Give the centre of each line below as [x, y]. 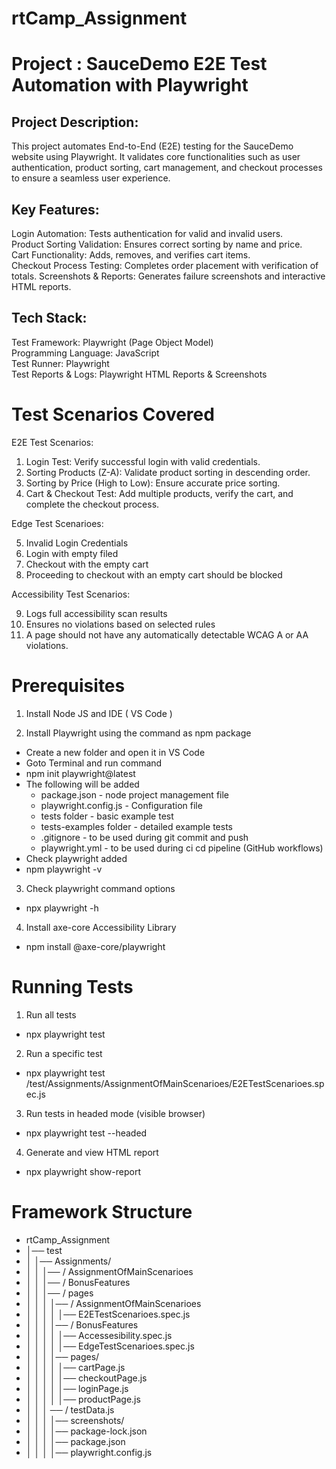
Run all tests [51, 1014]
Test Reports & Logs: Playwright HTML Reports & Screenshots [139, 374]
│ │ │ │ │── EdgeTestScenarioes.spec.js [110, 1346]
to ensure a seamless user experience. [91, 178]
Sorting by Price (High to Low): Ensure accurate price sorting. [153, 483]
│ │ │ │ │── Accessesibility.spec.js [99, 1335]
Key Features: [55, 209]
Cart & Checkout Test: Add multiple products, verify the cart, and [159, 493]
